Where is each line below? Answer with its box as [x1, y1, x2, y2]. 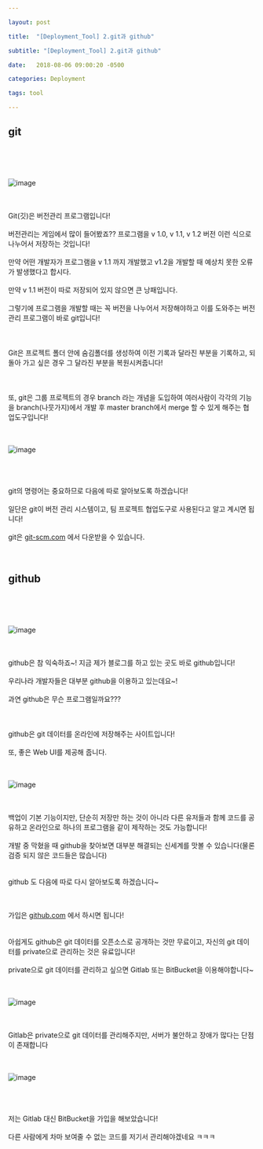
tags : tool [8, 90, 44, 97]
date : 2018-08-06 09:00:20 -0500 [8, 61, 125, 69]
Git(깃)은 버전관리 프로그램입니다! [8, 211, 111, 220]
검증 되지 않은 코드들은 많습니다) [8, 850, 108, 860]
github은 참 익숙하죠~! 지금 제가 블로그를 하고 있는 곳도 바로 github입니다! [8, 658, 236, 667]
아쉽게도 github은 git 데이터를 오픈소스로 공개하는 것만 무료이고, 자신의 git [8, 937, 236, 946]
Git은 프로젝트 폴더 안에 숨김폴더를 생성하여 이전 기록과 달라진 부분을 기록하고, [8, 347, 247, 358]
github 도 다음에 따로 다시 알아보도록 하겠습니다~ [8, 877, 159, 887]
